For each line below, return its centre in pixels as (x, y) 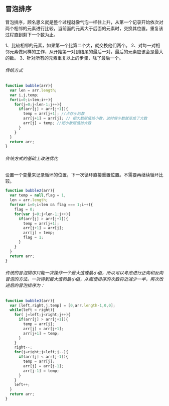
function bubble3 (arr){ (30, 300)
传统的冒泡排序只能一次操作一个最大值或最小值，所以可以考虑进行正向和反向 (84, 273)
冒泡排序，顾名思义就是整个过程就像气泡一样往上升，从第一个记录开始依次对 (84, 22)
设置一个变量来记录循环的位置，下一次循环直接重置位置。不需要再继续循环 (82, 175)
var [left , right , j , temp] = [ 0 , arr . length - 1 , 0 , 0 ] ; (63, 306)
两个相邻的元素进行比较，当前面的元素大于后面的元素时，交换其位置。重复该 (84, 28)
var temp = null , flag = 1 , (38, 195)
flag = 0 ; (25, 209)
